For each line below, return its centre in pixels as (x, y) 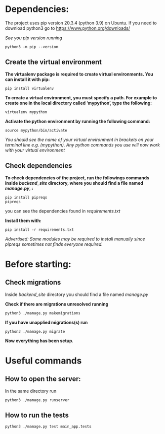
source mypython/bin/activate (36, 130)
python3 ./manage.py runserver (37, 400)
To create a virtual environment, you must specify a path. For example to (81, 97)
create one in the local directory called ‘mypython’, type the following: (79, 103)
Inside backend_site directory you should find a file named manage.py (77, 294)
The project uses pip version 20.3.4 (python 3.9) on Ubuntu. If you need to (81, 23)
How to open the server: (43, 379)
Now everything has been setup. (40, 341)
